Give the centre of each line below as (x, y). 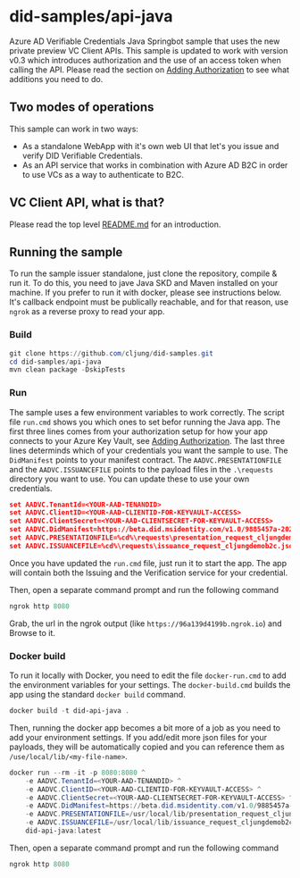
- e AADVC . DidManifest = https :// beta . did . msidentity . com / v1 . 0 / (142, 806)
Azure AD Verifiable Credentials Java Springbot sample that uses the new (145, 41)
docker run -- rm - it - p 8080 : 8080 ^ (77, 773)
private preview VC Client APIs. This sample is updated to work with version (149, 50)
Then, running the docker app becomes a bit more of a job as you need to (145, 727)
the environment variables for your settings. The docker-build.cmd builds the (150, 685)
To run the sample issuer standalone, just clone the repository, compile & (143, 273)
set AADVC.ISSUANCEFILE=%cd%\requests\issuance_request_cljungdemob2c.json (153, 546)
